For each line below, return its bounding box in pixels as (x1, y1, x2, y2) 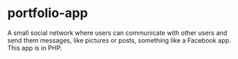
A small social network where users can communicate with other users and (7, 28, 227, 37)
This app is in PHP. (7, 43, 63, 52)
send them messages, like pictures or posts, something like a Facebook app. (7, 36, 232, 44)
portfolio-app (7, 5, 88, 21)
